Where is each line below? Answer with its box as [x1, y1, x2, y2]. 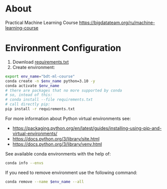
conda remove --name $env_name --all [5, 179, 84, 184]
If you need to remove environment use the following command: [5, 169, 137, 175]
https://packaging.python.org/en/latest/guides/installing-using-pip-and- [12, 125, 162, 131]
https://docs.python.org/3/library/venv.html [12, 141, 102, 147]
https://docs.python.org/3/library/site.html [12, 135, 100, 141]
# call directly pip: [5, 102, 51, 107]
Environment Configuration [5, 42, 121, 54]
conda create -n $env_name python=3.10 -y [5, 78, 95, 83]
